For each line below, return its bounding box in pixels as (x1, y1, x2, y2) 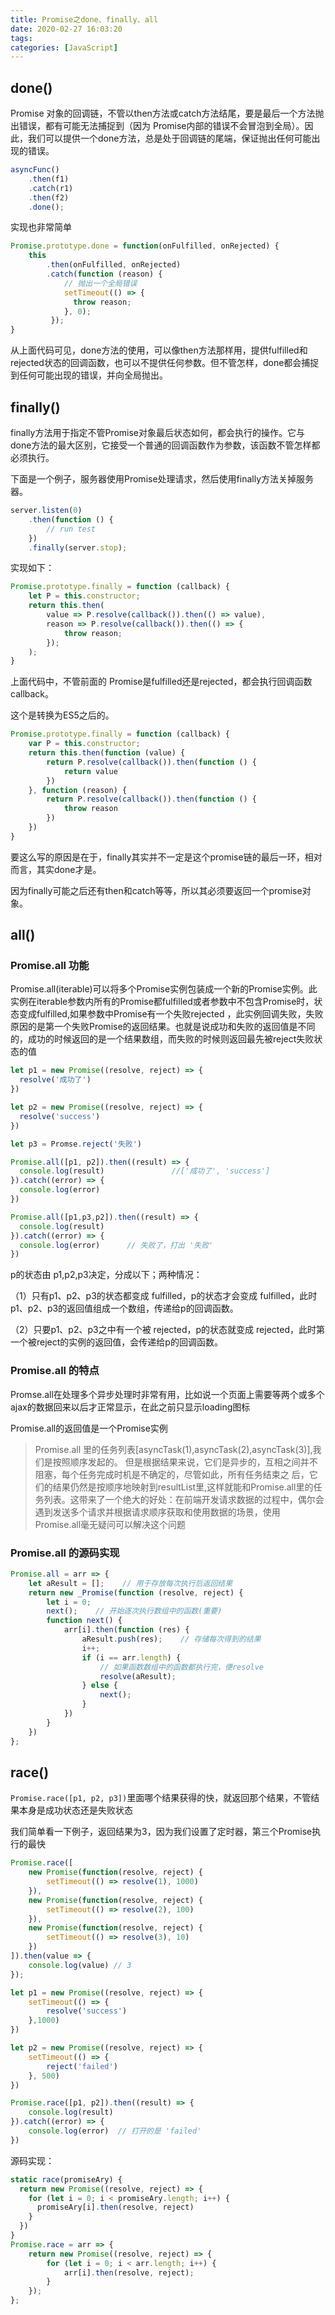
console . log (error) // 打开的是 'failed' (28, 2126, 202, 2136)
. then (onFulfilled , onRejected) (46, 260, 182, 270)
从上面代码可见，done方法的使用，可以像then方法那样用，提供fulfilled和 (10, 344, 308, 356)
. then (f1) (28, 174, 70, 184)
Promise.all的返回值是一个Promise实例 (10, 1422, 168, 1434)
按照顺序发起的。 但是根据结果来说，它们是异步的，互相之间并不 (52, 1456, 318, 1468)
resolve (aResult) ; (99, 1671, 177, 1681)
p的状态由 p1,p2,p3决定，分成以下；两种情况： (10, 1269, 203, 1281)
